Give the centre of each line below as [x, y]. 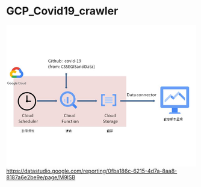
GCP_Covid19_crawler [62, 11]
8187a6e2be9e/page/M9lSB [41, 177]
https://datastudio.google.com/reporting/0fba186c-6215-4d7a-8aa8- [92, 171]
